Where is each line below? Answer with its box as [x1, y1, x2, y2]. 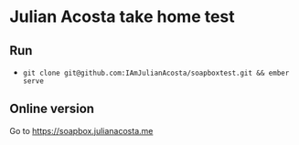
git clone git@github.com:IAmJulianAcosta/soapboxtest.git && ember [22, 68, 290, 78]
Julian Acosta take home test [9, 6, 235, 27]
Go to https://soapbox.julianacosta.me [9, 125, 154, 136]
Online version [9, 101, 94, 117]
